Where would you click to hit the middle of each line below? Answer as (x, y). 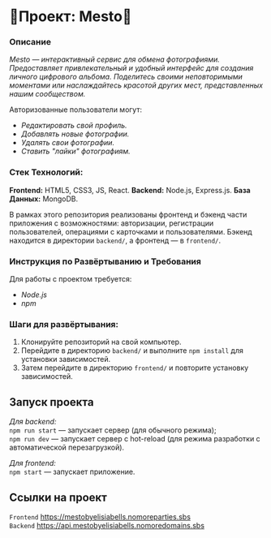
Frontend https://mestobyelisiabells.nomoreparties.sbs (100, 517)
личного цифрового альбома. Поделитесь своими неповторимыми (126, 77)
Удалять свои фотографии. (68, 143)
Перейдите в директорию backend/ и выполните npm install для (132, 351)
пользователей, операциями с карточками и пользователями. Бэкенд (131, 231)
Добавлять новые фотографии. (75, 134)
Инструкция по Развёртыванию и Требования (105, 261)
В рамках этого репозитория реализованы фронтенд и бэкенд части (128, 214)
